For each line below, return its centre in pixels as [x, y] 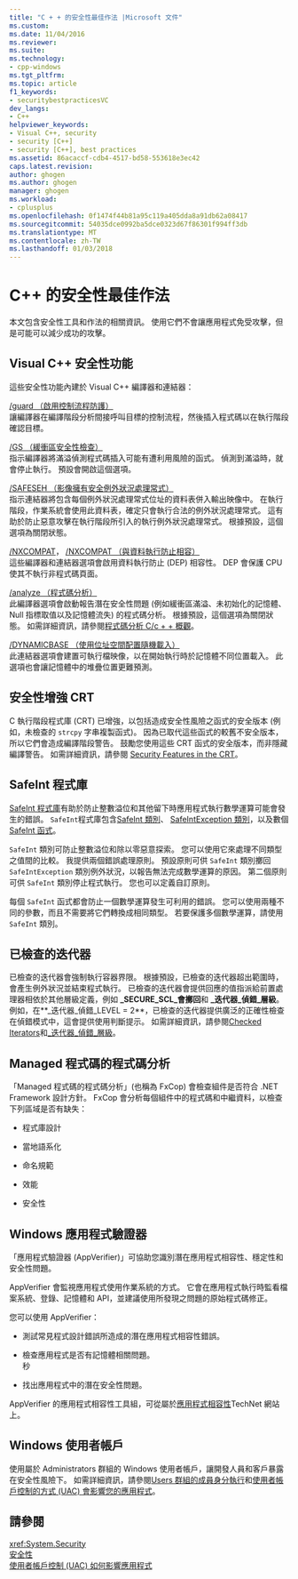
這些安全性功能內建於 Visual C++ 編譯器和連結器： [102, 387]
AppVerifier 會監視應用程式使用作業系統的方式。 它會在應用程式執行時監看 [145, 1286]
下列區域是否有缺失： [48, 1109]
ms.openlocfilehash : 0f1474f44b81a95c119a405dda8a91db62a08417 [129, 216]
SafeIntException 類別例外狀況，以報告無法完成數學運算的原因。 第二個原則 [148, 871]
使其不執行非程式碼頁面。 [56, 573]
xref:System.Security [48, 1543]
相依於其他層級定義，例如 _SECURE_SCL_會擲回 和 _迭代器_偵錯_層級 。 [154, 999]
